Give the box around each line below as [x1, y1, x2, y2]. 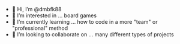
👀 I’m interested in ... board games [11, 12, 97, 19]
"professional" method [11, 24, 68, 32]
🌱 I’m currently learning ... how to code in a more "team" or [11, 18, 158, 25]
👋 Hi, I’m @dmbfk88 [11, 6, 62, 12]
